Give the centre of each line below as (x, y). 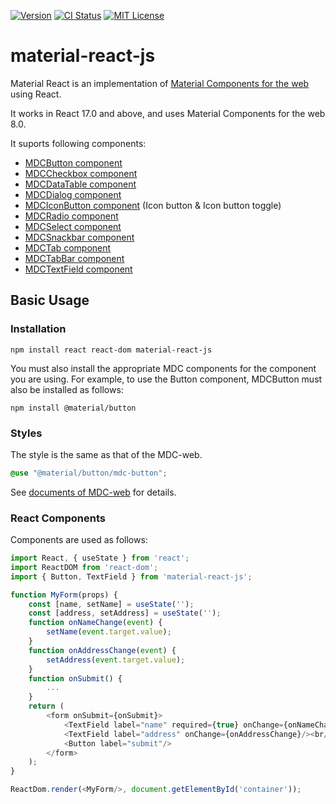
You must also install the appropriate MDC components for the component (163, 368)
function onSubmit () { (75, 678)
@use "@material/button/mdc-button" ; (89, 473)
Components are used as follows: (79, 540)
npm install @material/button (73, 408)
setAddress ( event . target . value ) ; (116, 660)
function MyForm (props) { (64, 595)
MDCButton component (73, 162)
